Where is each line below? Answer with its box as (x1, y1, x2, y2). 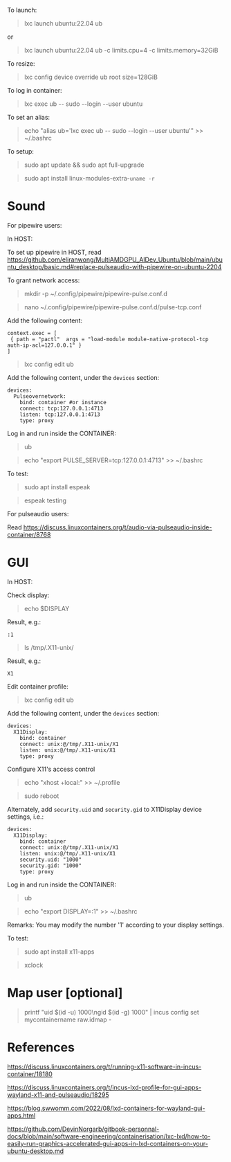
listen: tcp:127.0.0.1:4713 (19, 411, 100, 418)
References (7, 1040, 75, 1055)
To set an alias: (7, 114, 50, 121)
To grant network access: (7, 276, 80, 284)
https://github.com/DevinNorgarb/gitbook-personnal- (7, 1125, 160, 1133)
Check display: (7, 591, 50, 599)
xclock (24, 961, 44, 969)
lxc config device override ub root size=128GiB (24, 73, 158, 81)
